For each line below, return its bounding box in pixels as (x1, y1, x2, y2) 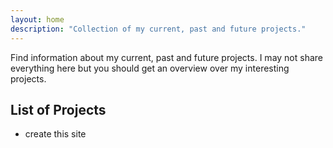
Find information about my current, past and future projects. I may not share (10, 51, 324, 63)
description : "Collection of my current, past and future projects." (10, 24, 307, 34)
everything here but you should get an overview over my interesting (10, 62, 290, 74)
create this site (24, 128, 87, 140)
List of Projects (10, 101, 107, 118)
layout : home (10, 14, 65, 25)
